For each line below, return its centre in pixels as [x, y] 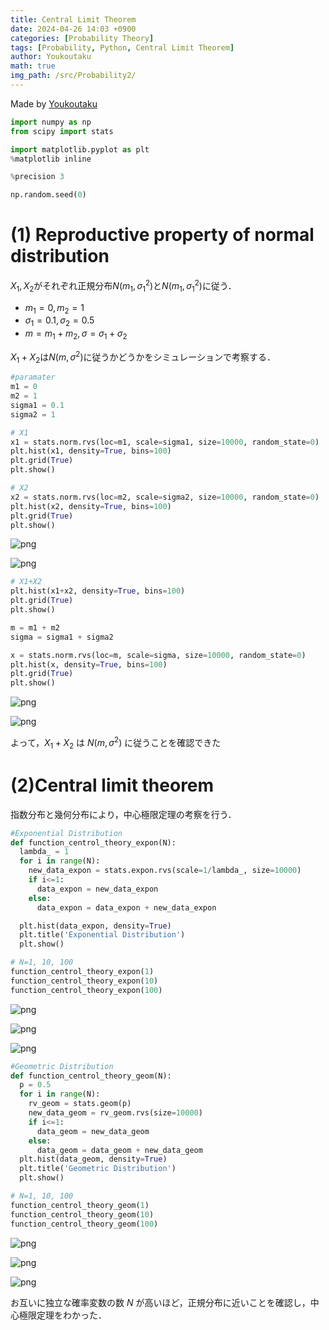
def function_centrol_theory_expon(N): [93, 842]
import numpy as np [51, 122]
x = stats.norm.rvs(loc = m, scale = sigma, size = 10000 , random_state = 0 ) [158, 655]
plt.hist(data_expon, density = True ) [95, 926]
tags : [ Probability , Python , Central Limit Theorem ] [122, 47]
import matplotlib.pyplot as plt [80, 149]
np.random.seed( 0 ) [48, 195]
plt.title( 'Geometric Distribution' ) [98, 1169]
